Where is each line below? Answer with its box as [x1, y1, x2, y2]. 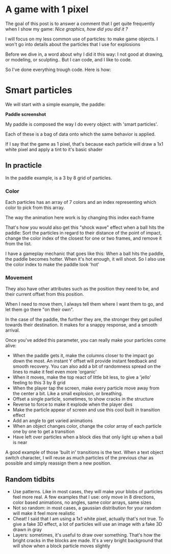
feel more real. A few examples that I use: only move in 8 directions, [12, 494, 156, 500]
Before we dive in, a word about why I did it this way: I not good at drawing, [5, 51, 164, 57]
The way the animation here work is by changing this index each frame [5, 214, 155, 220]
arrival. [5, 327, 20, 333]
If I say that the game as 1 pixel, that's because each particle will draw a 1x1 [5, 141, 163, 147]
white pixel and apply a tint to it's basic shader [5, 146, 103, 152]
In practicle [5, 161, 42, 170]
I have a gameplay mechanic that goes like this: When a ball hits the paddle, [5, 250, 165, 257]
